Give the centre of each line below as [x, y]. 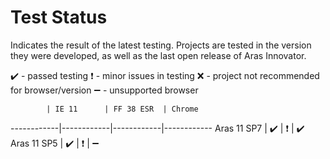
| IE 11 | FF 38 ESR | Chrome [122, 109]
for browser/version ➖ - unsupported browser [104, 90]
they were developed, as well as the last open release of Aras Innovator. [158, 55]
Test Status [59, 17]
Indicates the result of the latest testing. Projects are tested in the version [161, 45]
